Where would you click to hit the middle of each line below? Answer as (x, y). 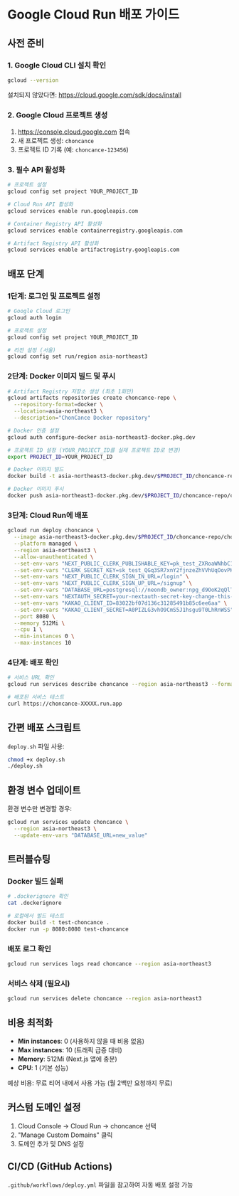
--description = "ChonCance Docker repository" (83, 418)
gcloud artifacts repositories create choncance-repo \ (92, 398)
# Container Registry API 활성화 (54, 224)
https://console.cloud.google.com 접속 (74, 132)
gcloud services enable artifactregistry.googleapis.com (94, 250)
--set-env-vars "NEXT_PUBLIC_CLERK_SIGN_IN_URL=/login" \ (102, 577)
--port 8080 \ (34, 616)
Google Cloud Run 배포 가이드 (94, 15)
